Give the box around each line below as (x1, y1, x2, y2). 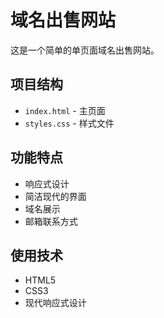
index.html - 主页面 (24, 104, 106, 116)
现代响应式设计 (24, 297, 87, 309)
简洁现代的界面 (24, 190, 87, 202)
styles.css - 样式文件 (24, 117, 115, 129)
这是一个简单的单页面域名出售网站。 (10, 44, 160, 56)
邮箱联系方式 (24, 215, 78, 227)
